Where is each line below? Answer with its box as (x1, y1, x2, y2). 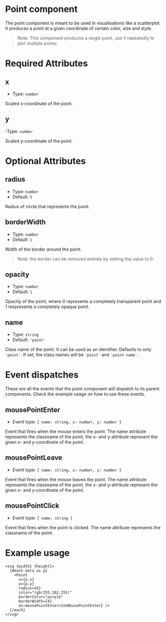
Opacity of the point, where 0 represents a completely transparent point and (5, 299, 162, 305)
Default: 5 (12, 194, 32, 200)
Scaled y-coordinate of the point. (5, 138, 73, 144)
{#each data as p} (9, 568, 48, 573)
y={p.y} (18, 581, 35, 586)
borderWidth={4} (18, 599, 52, 604)
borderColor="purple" (18, 594, 64, 600)
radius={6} (18, 586, 41, 591)
